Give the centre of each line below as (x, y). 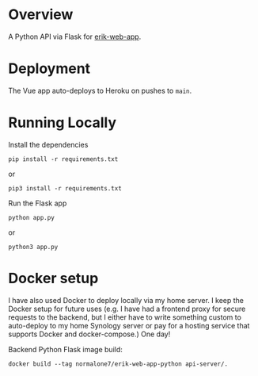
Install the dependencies (48, 144)
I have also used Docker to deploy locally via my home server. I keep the (126, 300)
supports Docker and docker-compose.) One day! (89, 334)
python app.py (32, 217)
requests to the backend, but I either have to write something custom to (125, 317)
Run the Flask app (38, 203)
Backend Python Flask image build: (65, 349)
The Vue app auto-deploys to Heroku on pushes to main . (100, 90)
